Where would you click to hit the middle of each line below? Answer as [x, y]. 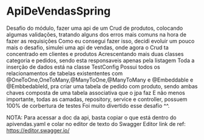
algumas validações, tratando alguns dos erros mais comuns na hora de [97, 34]
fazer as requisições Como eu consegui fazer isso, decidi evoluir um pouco [100, 41]
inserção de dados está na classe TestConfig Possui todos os [83, 67]
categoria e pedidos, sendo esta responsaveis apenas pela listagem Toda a [100, 60]
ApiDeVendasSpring [59, 11]
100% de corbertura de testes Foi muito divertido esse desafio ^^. [88, 105]
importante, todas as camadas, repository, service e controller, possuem [97, 99]
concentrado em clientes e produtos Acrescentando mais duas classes [95, 54]
